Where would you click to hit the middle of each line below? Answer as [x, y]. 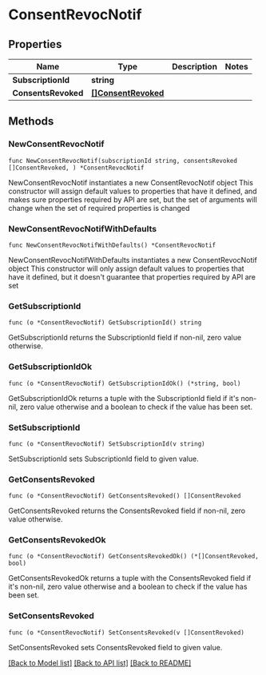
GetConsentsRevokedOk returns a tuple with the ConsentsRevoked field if [130, 578]
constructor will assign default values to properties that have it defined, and [133, 191]
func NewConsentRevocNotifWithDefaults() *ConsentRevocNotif [112, 245]
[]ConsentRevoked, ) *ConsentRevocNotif [77, 168]
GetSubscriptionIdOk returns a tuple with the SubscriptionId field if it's [124, 398]
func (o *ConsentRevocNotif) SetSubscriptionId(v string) [107, 444]
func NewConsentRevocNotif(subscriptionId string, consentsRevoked [123, 161]
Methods [31, 121]
